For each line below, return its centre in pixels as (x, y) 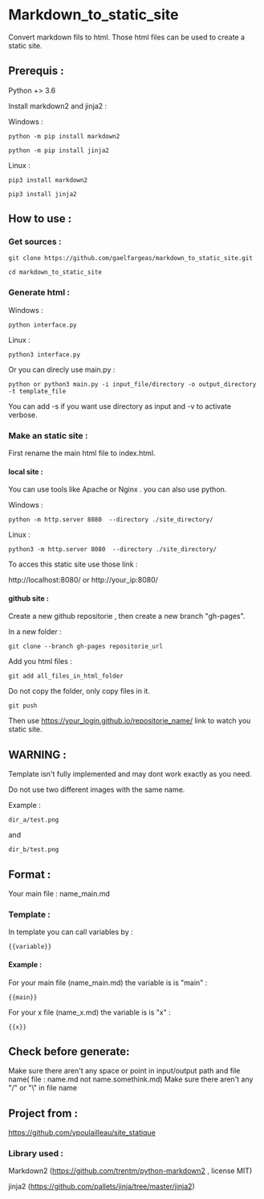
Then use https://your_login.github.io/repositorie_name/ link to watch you (130, 721)
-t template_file (37, 391)
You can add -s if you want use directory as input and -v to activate (120, 406)
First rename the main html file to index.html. (82, 453)
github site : (29, 598)
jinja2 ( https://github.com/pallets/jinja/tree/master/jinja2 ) (102, 1187)
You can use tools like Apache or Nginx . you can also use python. (118, 489)
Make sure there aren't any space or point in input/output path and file (124, 1071)
